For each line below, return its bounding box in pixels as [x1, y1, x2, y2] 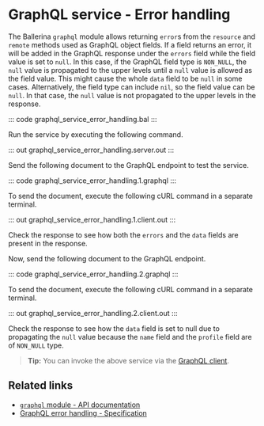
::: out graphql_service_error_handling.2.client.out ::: [8, 308, 178, 318]
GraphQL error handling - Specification [19, 408, 148, 417]
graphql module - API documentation [19, 400, 141, 409]
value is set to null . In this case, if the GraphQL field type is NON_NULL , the [8, 57, 247, 67]
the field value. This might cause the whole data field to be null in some [8, 74, 243, 83]
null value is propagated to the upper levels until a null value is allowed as [8, 65, 253, 74]
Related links [8, 378, 74, 393]
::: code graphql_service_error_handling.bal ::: [8, 114, 157, 124]
